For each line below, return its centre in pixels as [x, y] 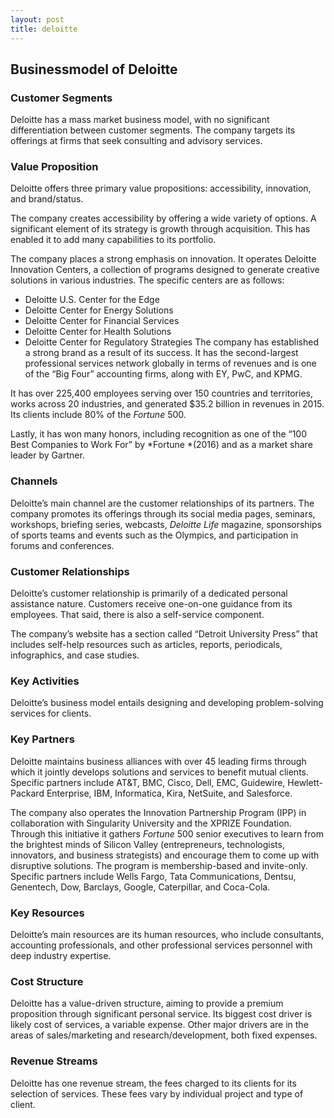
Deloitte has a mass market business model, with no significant [140, 120]
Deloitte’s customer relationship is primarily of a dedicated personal [149, 593]
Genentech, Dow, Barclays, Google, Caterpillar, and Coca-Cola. [140, 887]
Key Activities [45, 681]
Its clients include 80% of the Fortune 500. [98, 415]
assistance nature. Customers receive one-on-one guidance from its [151, 604]
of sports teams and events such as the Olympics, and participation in [154, 535]
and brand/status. [47, 199]
